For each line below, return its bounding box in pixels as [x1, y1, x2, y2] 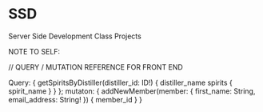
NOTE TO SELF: [8, 46, 61, 56]
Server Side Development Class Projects [8, 31, 141, 41]
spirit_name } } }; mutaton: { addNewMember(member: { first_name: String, [8, 86, 256, 96]
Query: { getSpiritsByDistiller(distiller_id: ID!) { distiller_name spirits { [8, 78, 233, 87]
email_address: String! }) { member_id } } [8, 94, 142, 104]
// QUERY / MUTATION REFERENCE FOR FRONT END [8, 62, 184, 72]
